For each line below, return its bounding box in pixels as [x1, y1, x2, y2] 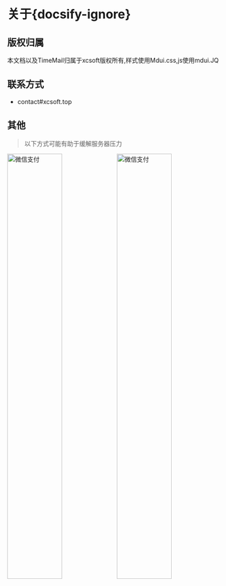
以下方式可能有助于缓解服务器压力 [24, 139, 122, 147]
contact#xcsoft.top [17, 97, 72, 105]
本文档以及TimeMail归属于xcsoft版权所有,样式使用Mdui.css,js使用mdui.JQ [7, 57, 219, 64]
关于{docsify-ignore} [7, 6, 131, 22]
